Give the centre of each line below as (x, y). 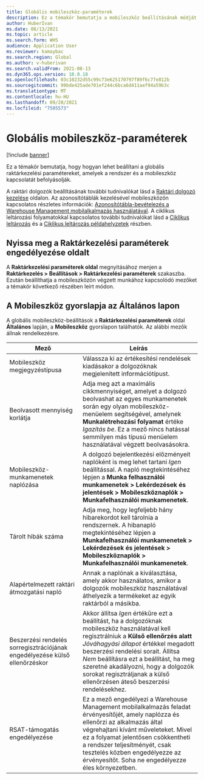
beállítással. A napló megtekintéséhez (137, 470)
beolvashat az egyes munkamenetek (135, 399)
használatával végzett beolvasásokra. (136, 445)
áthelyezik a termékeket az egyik (129, 596)
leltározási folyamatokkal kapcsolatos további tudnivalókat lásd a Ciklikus (98, 217)
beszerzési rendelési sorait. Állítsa (131, 652)
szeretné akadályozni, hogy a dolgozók (138, 667)
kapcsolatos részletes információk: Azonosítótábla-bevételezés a (88, 204)
